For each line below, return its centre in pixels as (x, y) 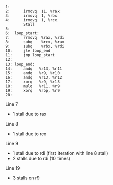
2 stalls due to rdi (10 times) (41, 159)
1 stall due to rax (30, 114)
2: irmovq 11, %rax (32, 11)
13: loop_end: (20, 64)
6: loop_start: (22, 33)
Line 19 (13, 168)
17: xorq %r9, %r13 (32, 82)
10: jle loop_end (28, 51)
